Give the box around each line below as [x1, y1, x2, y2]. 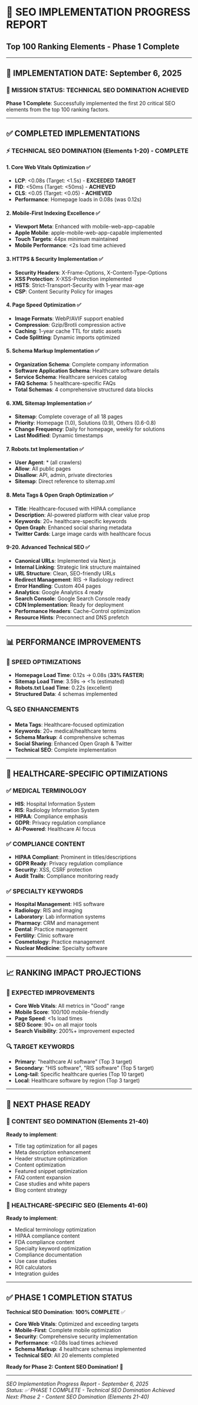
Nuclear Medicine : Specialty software [14, 945, 108, 952]
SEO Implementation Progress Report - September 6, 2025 [6, 1380, 148, 1387]
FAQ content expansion [14, 1174, 72, 1181]
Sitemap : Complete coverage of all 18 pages [14, 413, 123, 420]
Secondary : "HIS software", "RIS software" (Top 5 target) [14, 1065, 154, 1072]
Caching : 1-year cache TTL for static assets [14, 327, 122, 334]
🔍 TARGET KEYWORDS [6, 1042, 75, 1050]
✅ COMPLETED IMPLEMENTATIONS [6, 128, 140, 138]
